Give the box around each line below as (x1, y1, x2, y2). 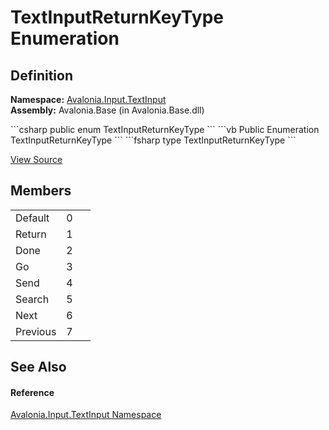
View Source (10, 154, 63, 165)
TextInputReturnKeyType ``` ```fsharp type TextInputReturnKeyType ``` (10, 134, 297, 146)
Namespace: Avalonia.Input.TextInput (10, 94, 167, 105)
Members (10, 182, 72, 200)
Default (15, 211, 50, 225)
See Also (10, 359, 67, 376)
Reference (10, 386, 55, 398)
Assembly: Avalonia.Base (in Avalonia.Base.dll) (10, 104, 205, 116)
